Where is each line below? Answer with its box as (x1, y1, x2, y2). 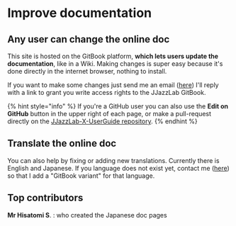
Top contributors (7, 192, 84, 204)
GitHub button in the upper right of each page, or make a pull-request (7, 110, 211, 118)
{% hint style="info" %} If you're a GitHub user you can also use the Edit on (7, 102, 229, 111)
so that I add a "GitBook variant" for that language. (7, 171, 155, 180)
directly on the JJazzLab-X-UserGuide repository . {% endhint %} (7, 117, 198, 125)
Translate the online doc (7, 137, 117, 149)
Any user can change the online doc (7, 33, 170, 45)
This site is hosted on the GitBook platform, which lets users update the (7, 52, 218, 60)
